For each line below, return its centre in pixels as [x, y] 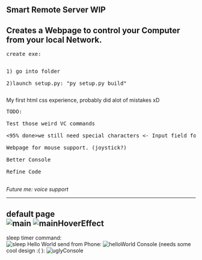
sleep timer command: [34, 238]
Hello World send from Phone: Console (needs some [109, 244]
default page [31, 214]
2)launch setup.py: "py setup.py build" [67, 83]
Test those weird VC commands [51, 124]
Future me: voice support [38, 190]
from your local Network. [54, 39]
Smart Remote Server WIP [56, 10]
